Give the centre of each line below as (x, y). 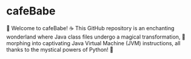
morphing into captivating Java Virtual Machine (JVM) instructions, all (93, 43)
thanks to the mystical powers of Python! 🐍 (60, 49)
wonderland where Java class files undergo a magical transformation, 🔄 (96, 37)
